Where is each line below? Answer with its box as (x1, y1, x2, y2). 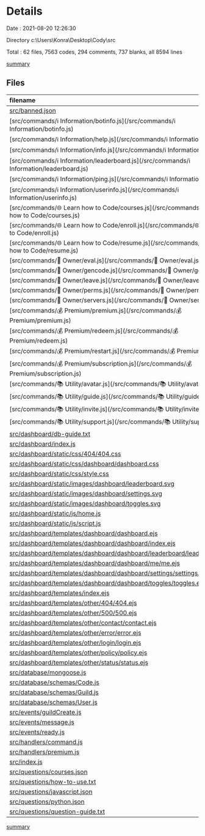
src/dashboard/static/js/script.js (9, 519, 101, 527)
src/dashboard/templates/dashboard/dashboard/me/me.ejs (9, 558, 180, 567)
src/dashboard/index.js (9, 439, 76, 448)
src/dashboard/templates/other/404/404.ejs (9, 598, 137, 607)
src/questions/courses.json (9, 768, 88, 776)
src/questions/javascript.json (9, 787, 93, 796)
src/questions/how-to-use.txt (9, 777, 96, 786)
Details (6, 4, 43, 18)
